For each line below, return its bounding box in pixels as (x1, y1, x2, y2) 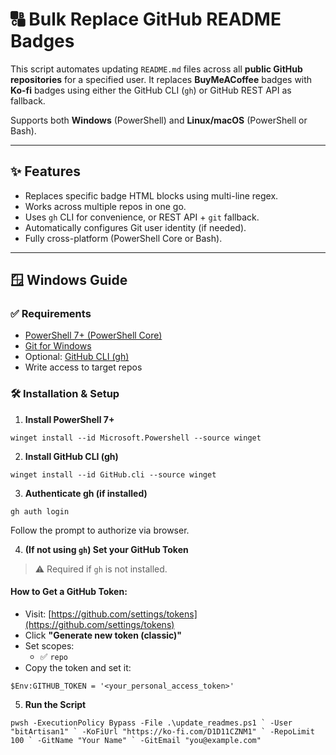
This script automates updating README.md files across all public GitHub (10, 63, 303, 75)
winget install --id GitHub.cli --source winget (10, 469, 217, 480)
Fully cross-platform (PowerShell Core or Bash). (24, 232, 223, 244)
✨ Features (10, 163, 81, 180)
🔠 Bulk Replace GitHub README (10, 8, 282, 31)
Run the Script (24, 698, 87, 710)
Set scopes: (24, 639, 75, 652)
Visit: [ (24, 608, 52, 620)
